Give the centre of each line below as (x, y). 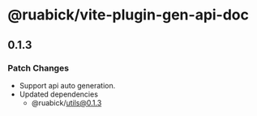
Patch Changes (39, 68)
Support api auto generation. (67, 85)
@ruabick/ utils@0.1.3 (66, 102)
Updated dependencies (59, 94)
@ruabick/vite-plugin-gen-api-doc (128, 15)
